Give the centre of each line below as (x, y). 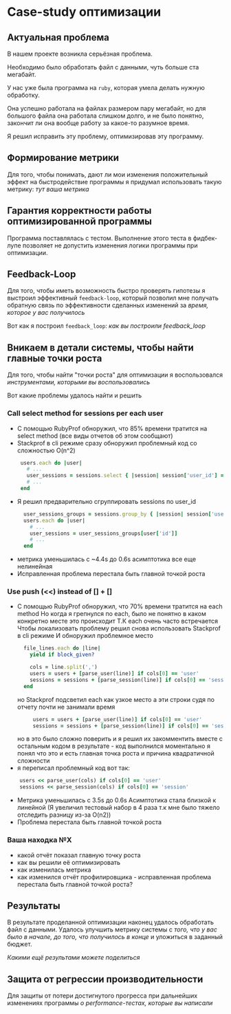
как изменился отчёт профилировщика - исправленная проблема (114, 877)
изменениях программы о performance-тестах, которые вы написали (110, 1003)
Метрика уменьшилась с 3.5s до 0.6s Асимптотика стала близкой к (117, 800)
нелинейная (35, 566)
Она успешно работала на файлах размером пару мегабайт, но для (107, 108)
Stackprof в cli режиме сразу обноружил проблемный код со (107, 443)
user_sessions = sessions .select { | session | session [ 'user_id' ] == (126, 476)
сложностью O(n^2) (46, 450)
